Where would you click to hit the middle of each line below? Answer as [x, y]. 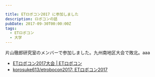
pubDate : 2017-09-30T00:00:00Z [38, 24]
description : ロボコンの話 [31, 19]
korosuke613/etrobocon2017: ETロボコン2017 [60, 69]
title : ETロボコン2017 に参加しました [42, 14]
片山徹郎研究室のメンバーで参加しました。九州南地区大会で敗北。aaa [78, 53]
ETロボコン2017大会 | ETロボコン [47, 63]
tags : [11, 28]
